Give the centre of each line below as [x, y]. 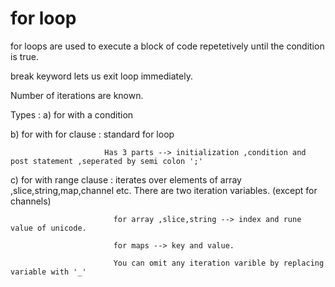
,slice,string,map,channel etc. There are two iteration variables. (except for [164, 190]
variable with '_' [48, 272]
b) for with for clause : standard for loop [92, 134]
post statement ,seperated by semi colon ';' [106, 161]
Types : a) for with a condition [72, 114]
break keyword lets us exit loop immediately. [101, 76]
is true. [25, 56]
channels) [31, 201]
